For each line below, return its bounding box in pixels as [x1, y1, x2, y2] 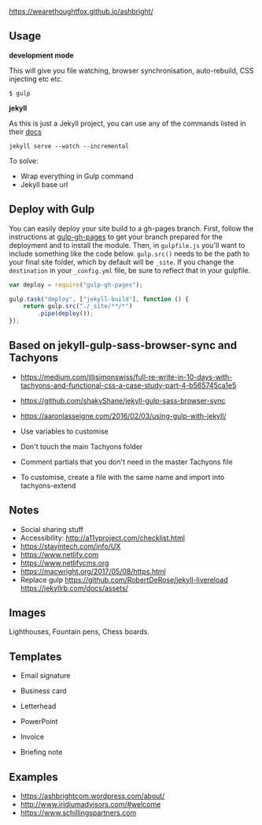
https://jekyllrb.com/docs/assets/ [20, 583, 129, 593]
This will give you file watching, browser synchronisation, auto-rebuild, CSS [9, 66, 254, 75]
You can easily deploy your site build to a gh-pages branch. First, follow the [9, 223, 254, 233]
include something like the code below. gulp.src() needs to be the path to [9, 249, 250, 258]
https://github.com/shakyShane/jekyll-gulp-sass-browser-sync [20, 396, 226, 405]
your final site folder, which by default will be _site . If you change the [9, 257, 234, 267]
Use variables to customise [20, 426, 109, 436]
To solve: [9, 156, 39, 165]
